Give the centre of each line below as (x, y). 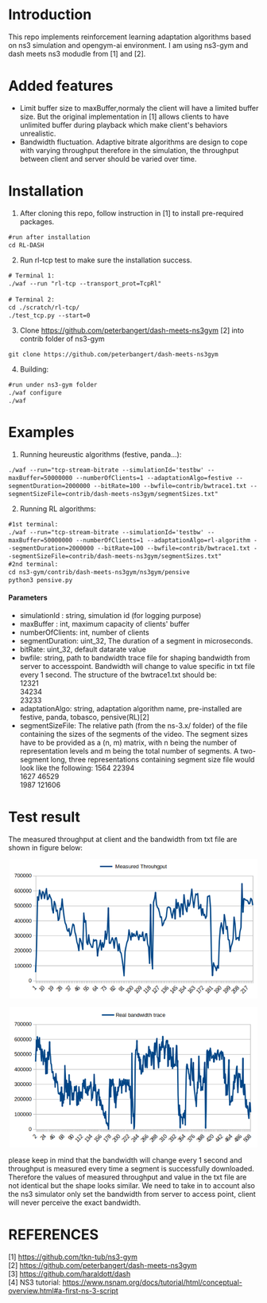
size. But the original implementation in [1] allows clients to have (124, 116)
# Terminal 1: (32, 276)
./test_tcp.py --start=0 (49, 315)
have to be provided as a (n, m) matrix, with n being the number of (128, 742)
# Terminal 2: (32, 299)
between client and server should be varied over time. (108, 159)
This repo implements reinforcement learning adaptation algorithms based (130, 37)
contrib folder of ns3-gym (62, 339)
